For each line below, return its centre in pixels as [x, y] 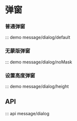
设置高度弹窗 [20, 75]
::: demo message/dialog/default [38, 38]
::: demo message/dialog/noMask [38, 62]
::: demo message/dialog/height [37, 86]
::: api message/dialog [27, 113]
